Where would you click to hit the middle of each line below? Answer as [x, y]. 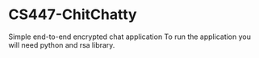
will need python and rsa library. [62, 44]
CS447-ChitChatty [73, 15]
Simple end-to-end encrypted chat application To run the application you [130, 37]
